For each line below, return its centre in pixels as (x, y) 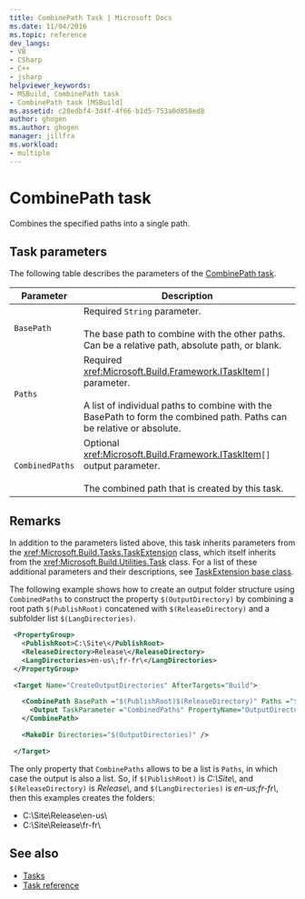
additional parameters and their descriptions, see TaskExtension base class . (152, 572)
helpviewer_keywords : (50, 85)
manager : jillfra (42, 136)
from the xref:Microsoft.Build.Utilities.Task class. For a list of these (133, 562)
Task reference (51, 885)
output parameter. (122, 466)
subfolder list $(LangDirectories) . (73, 618)
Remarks (35, 520)
